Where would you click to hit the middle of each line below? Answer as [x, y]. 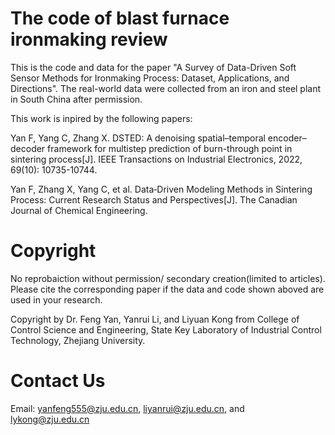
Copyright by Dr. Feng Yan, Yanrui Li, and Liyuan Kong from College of [155, 319]
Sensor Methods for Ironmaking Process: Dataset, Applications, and [150, 78]
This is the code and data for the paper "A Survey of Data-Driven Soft [153, 67]
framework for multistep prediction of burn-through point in [170, 148]
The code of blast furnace [120, 18]
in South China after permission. [76, 99]
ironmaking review [89, 39]
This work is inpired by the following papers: [101, 118]
